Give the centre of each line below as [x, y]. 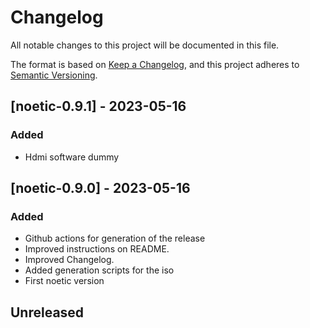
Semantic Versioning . [54, 75]
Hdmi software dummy [72, 157]
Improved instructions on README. [97, 249]
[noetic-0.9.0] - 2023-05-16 [100, 188]
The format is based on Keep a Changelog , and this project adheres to [155, 64]
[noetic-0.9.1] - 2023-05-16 [98, 106]
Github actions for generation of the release [115, 238]
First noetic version [64, 281]
